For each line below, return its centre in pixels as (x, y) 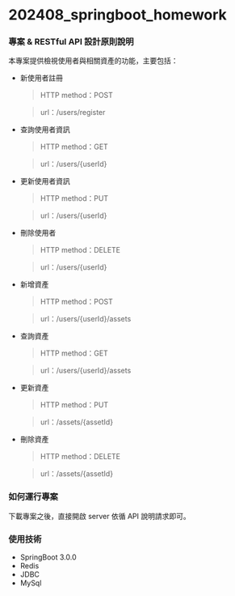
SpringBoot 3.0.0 (48, 557)
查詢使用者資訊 (45, 130)
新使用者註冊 (41, 78)
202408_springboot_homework (118, 15)
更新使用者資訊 (45, 181)
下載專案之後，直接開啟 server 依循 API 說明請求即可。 (100, 516)
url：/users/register (73, 113)
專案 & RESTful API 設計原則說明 (71, 42)
